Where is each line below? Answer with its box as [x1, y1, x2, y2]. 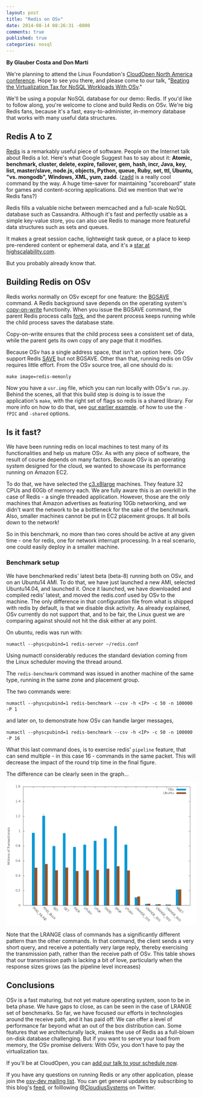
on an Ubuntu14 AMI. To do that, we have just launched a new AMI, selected [6, 579, 196, 586]
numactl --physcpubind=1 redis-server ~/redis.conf [6, 641, 139, 647]
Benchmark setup [6, 558, 60, 567]
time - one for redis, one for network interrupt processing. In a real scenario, [6, 537, 196, 544]
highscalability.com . [6, 248, 56, 255]
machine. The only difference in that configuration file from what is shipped [6, 597, 194, 605]
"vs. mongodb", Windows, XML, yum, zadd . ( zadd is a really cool [6, 173, 171, 180]
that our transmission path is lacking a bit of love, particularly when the [6, 956, 183, 964]
